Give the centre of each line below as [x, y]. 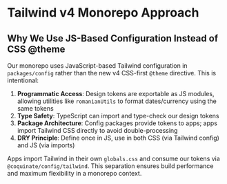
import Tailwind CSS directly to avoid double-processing [97, 130]
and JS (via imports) [46, 145]
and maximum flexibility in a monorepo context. [75, 173]
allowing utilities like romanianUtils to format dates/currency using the [117, 101]
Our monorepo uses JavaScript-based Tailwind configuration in [97, 66]
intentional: [23, 80]
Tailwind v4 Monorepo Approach [103, 13]
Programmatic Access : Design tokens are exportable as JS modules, [116, 94]
